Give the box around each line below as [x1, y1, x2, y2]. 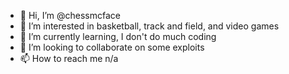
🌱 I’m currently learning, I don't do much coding [19, 31, 217, 42]
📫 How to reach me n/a [19, 53, 119, 64]
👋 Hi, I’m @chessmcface [19, 10, 121, 21]
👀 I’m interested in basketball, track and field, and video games [19, 20, 280, 32]
